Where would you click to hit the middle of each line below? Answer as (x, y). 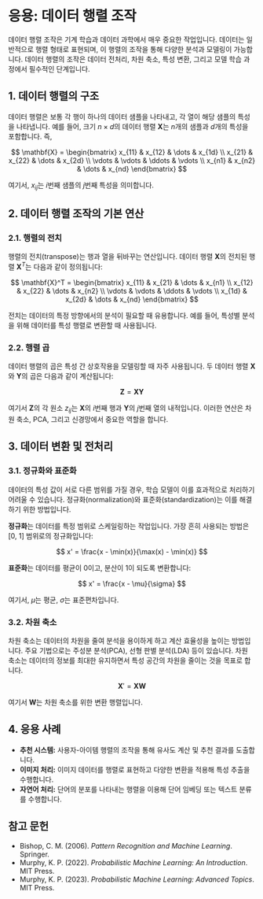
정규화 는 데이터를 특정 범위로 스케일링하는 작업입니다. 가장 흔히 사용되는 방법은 (129, 526)
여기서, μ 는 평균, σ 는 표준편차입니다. (64, 600)
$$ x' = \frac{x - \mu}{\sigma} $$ (132, 583)
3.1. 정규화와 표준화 (42, 471)
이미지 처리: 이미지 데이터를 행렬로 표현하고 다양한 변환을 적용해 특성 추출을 (135, 769)
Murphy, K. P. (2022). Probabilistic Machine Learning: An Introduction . (133, 862)
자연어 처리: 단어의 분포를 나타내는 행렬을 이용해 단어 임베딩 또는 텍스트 (128, 789)
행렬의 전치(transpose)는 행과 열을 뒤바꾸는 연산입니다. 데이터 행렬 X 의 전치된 (128, 257)
